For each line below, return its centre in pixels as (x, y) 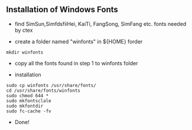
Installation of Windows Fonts (62, 10)
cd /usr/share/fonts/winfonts (43, 91)
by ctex (24, 30)
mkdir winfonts (25, 52)
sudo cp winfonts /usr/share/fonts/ (51, 85)
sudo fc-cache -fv (29, 111)
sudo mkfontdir (25, 106)
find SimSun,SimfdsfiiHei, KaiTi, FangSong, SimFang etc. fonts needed (100, 24)
